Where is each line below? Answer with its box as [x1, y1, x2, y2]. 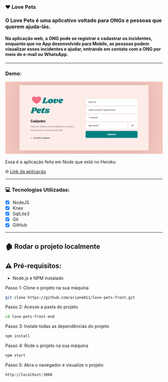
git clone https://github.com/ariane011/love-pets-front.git [5, 295, 135, 300]
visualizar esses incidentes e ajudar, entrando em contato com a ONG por [5, 46, 161, 52]
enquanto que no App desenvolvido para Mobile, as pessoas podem [5, 41, 149, 47]
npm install [5, 333, 30, 338]
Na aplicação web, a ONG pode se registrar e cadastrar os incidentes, [5, 35, 152, 41]
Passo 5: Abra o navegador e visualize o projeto [5, 362, 104, 368]
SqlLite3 [12, 211, 30, 217]
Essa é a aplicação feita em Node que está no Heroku [5, 158, 116, 164]
